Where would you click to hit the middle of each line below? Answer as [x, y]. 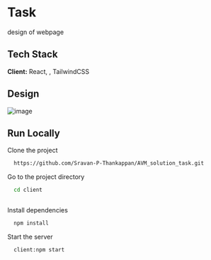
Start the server [30, 237]
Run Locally [34, 133]
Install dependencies [38, 210]
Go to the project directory [46, 177]
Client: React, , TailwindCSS [49, 71]
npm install [32, 223]
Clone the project [33, 151]
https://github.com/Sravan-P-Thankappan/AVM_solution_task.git [109, 163]
